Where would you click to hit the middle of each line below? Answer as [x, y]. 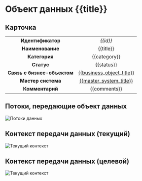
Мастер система [40, 81]
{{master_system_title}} [106, 81]
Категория [40, 57]
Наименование [40, 49]
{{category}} [106, 57]
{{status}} [106, 65]
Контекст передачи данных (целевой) [67, 161]
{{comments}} [106, 89]
